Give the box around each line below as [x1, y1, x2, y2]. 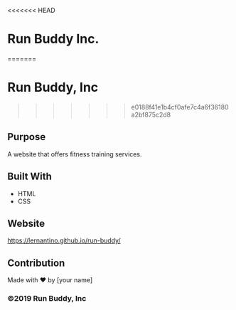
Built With [7, 171, 52, 183]
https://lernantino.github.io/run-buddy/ [7, 236, 121, 245]
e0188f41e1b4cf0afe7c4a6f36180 [131, 102, 229, 111]
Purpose [7, 131, 46, 143]
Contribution [7, 257, 65, 269]
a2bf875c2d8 [131, 110, 171, 119]
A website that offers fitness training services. [7, 149, 142, 159]
